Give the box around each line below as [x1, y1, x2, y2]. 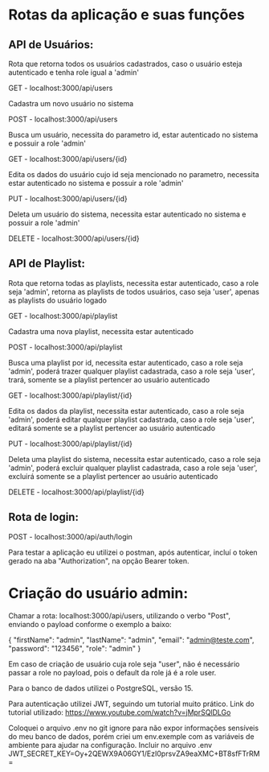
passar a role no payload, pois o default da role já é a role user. [8, 667, 217, 677]
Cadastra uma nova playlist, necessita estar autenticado [8, 326, 194, 336]
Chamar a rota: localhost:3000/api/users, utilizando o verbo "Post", [8, 610, 231, 621]
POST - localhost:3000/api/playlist [8, 342, 123, 352]
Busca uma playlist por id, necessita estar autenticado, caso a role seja [8, 357, 243, 367]
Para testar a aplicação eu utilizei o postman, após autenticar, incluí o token [8, 547, 259, 557]
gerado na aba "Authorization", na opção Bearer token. [8, 555, 190, 565]
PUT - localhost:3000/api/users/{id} [8, 194, 128, 203]
